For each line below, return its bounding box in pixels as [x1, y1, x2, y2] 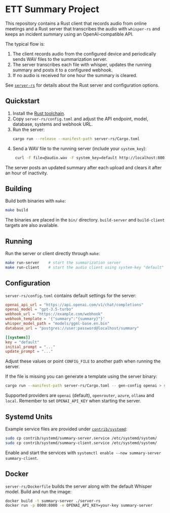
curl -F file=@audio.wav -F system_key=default [15, 155, 117, 160]
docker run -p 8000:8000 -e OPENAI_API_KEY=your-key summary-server [5, 503, 153, 508]
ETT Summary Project [5, 4, 100, 15]
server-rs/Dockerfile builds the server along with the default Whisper [5, 483, 152, 489]
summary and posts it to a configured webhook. [12, 67, 113, 73]
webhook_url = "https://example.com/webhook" [5, 312, 103, 317]
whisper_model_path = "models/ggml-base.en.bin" [5, 321, 110, 326]
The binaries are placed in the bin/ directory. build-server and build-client [5, 217, 165, 223]
